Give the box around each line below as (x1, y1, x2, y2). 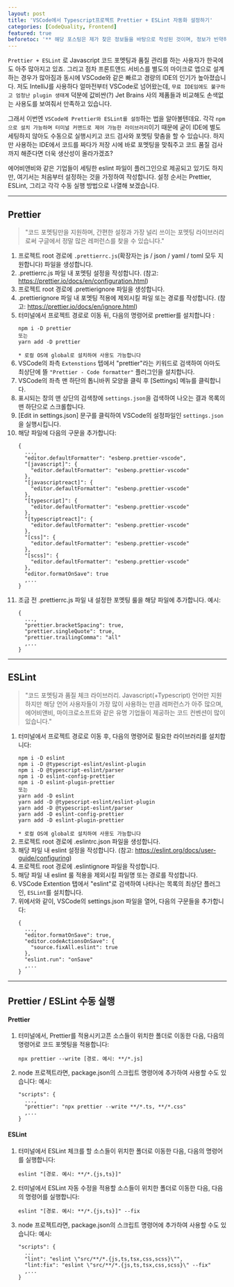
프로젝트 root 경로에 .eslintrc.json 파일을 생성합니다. (17, 837, 160, 845)
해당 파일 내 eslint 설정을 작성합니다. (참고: (17, 845, 134, 854)
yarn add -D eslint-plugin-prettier (17, 816, 124, 824)
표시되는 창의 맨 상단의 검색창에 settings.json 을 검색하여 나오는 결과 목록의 (17, 393, 226, 402)
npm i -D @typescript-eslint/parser (17, 767, 124, 774)
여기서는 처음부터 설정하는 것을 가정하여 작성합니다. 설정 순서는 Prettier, (17, 173, 212, 181)
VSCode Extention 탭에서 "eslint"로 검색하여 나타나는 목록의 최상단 (17, 879, 203, 888)
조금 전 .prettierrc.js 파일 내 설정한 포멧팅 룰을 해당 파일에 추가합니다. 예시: (17, 595, 221, 604)
